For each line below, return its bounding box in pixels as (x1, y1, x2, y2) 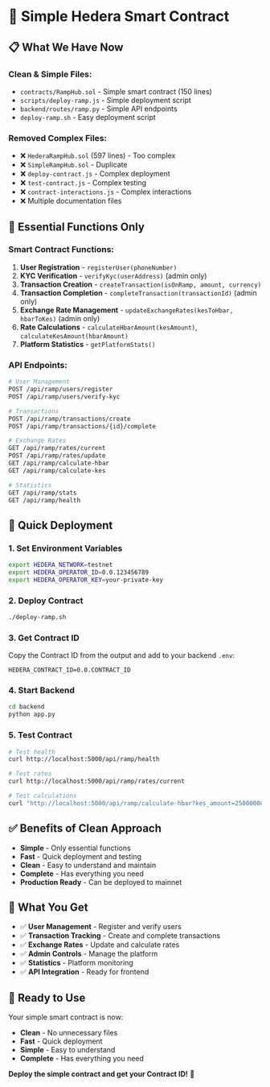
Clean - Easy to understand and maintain (19, 860, 157, 870)
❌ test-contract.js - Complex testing (19, 178, 147, 188)
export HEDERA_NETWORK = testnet (8, 561, 113, 569)
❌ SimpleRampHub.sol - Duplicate (19, 160, 128, 170)
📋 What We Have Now (8, 40, 124, 54)
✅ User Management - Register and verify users (19, 922, 182, 932)
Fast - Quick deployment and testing (19, 851, 142, 861)
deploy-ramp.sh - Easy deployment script (19, 112, 157, 122)
